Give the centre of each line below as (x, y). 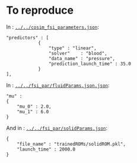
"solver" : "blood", (78, 53)
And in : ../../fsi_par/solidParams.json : (57, 128)
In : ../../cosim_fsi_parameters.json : (52, 27)
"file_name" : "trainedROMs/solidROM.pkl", (71, 144)
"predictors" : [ (28, 37)
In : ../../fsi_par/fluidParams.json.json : (58, 85)
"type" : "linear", (72, 48)
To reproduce (40, 10)
